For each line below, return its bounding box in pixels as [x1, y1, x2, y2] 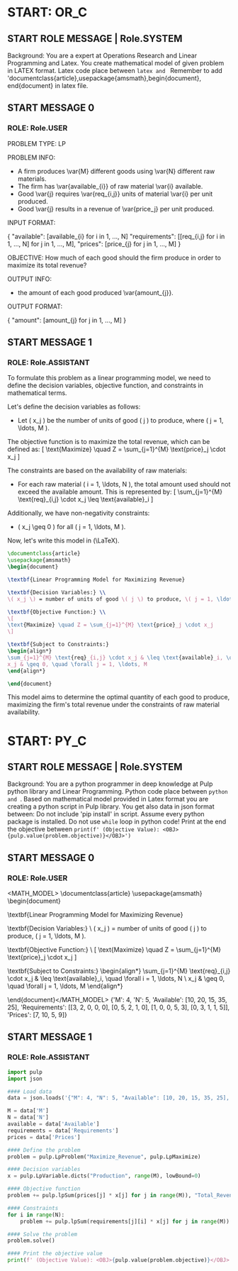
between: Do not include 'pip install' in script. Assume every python [7, 810, 205, 818]
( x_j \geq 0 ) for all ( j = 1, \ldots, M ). [17, 523, 126, 531]
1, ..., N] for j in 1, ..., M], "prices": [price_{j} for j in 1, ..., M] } [7, 239, 181, 248]
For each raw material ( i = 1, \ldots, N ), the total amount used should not [17, 480, 231, 489]
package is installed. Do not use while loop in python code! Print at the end [7, 817, 227, 826]
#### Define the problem [7, 1146, 81, 1153]
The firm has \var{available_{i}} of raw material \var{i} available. [17, 182, 203, 190]
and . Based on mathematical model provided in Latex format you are [7, 795, 209, 804]
